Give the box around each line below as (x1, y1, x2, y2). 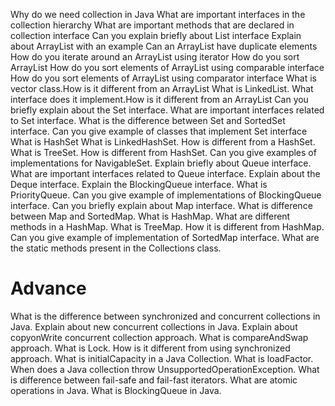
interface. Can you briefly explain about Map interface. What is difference (10, 200, 313, 211)
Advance (10, 277, 87, 300)
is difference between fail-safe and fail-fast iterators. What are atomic (10, 374, 298, 386)
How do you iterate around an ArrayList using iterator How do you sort (10, 51, 300, 63)
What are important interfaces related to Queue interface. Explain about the (10, 168, 321, 179)
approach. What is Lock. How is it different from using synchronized (10, 342, 291, 354)
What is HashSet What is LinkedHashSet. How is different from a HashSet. (10, 136, 316, 148)
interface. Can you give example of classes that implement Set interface (10, 125, 308, 137)
